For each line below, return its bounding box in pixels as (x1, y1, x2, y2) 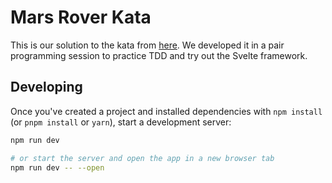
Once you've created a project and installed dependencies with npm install (10, 105, 323, 117)
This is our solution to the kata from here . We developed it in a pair (10, 39, 285, 51)
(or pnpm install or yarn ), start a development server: (10, 116, 232, 128)
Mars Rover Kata (10, 6, 152, 29)
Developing (10, 79, 83, 96)
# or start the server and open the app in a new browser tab (10, 153, 275, 163)
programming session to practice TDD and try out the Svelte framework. (10, 49, 308, 61)
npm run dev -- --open (10, 162, 105, 173)
